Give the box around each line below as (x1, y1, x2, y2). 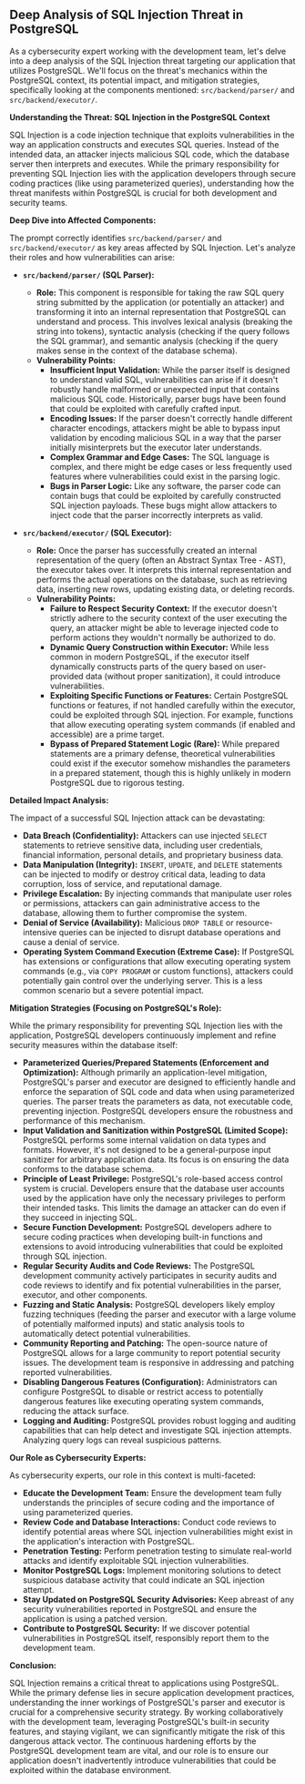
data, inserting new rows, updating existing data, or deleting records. (36, 583, 295, 595)
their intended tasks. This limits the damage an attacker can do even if (22, 1202, 287, 1213)
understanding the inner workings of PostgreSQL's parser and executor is (9, 1697, 286, 1708)
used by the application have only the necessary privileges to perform (22, 1192, 286, 1203)
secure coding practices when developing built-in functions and (22, 1231, 263, 1242)
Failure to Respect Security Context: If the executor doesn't (49, 603, 278, 614)
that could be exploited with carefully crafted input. (49, 403, 242, 413)
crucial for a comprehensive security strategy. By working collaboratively (9, 1707, 284, 1718)
